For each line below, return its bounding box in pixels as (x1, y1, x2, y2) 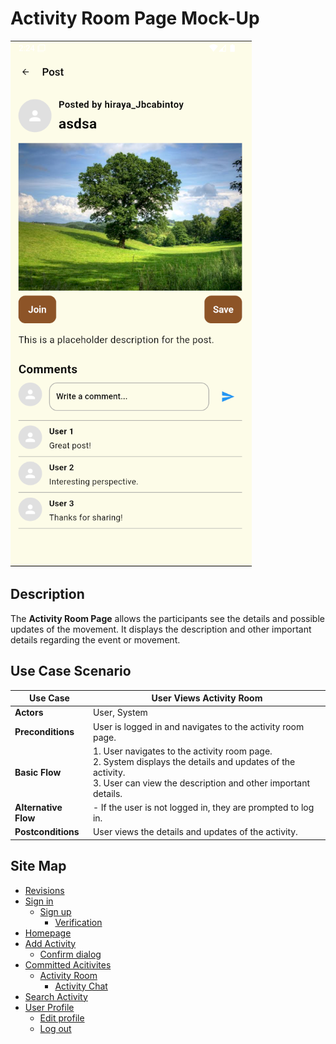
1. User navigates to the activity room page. (92, 745, 273, 757)
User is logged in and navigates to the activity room (92, 720, 305, 732)
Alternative (14, 802, 63, 814)
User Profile (24, 1001, 75, 1013)
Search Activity (24, 990, 88, 1002)
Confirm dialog (39, 948, 102, 960)
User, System (92, 707, 148, 719)
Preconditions (14, 726, 75, 738)
